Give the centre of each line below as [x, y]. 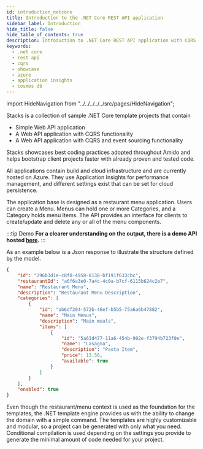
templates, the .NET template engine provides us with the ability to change [101, 413]
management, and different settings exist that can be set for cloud [90, 184]
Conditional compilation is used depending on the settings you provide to [99, 433]
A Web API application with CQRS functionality [74, 134]
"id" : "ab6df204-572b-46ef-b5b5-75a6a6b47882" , [101, 310]
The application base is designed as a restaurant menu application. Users [99, 202]
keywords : [19, 47]
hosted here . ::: [26, 240]
